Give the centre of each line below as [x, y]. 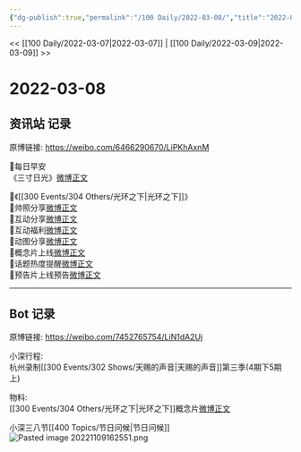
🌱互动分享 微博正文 [43, 218]
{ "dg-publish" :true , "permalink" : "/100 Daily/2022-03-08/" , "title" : [138, 17]
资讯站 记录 [40, 124]
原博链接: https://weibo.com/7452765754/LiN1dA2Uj [106, 337]
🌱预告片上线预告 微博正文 [55, 275]
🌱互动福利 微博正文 [43, 230]
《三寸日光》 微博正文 [48, 177]
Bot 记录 [32, 314]
